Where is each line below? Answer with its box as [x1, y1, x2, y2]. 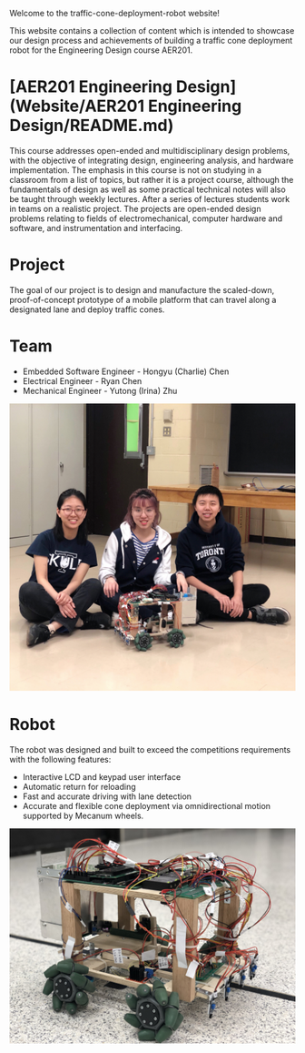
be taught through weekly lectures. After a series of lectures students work [9, 193, 290, 204]
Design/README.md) [9, 116, 174, 136]
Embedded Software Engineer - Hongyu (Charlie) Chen [22, 366, 230, 377]
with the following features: [9, 754, 112, 764]
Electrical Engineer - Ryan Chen [22, 375, 143, 386]
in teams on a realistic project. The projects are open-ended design [9, 203, 261, 214]
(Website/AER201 [9, 96, 145, 116]
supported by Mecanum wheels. [22, 810, 144, 821]
